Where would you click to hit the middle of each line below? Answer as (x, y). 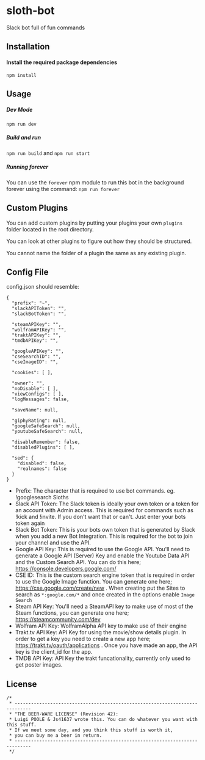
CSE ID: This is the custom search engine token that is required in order (105, 575)
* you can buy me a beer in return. (56, 736)
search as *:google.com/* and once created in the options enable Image (105, 595)
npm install (21, 75)
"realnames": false (42, 469)
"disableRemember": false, (46, 442)
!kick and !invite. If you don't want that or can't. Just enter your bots (100, 517)
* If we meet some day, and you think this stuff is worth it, (91, 730)
